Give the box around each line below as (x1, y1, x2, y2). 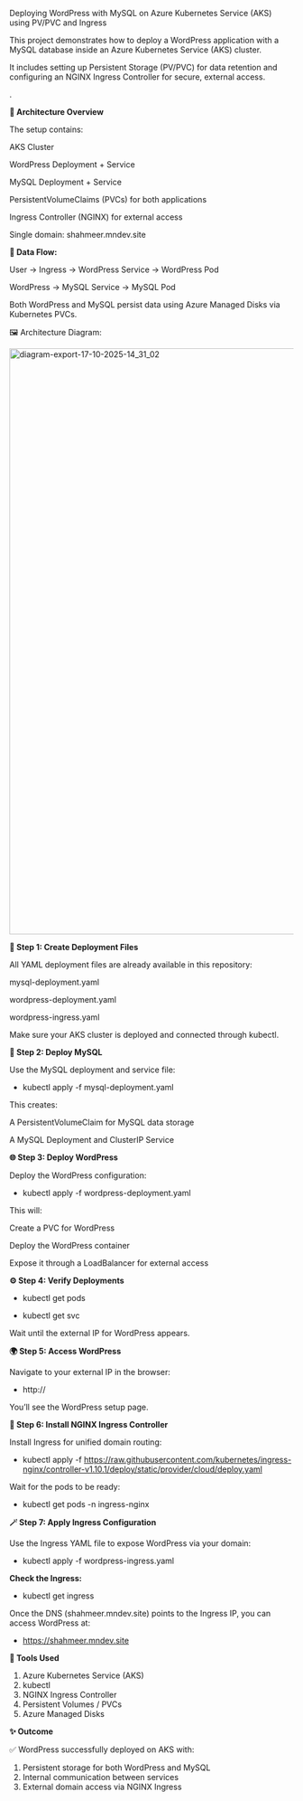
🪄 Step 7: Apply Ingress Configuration (9, 1517, 157, 1527)
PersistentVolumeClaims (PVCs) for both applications (9, 194, 207, 204)
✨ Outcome (9, 1726, 54, 1737)
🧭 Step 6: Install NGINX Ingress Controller (9, 1419, 169, 1429)
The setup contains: (9, 124, 84, 135)
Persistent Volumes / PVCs (22, 1699, 123, 1710)
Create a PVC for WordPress (9, 1222, 115, 1233)
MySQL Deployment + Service (9, 176, 122, 187)
